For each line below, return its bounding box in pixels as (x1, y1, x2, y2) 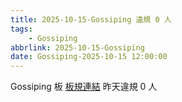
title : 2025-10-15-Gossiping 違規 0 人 (10, 14, 172, 25)
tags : (10, 24, 33, 34)
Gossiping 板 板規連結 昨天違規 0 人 (10, 81, 158, 93)
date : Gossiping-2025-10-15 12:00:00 (10, 52, 168, 62)
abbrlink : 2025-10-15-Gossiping (10, 42, 145, 53)
